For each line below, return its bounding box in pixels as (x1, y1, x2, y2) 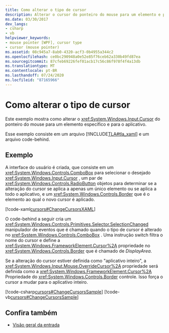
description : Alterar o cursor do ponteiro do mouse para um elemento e (5, 12, 161, 17)
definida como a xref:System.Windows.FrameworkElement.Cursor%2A (5, 268, 152, 274)
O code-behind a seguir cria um (5, 216, 71, 222)
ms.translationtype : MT (5, 63, 55, 68)
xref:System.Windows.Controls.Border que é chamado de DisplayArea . (5, 247, 152, 254)
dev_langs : (5, 21, 28, 27)
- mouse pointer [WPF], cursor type (5, 40, 82, 45)
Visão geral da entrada (12, 322, 60, 328)
